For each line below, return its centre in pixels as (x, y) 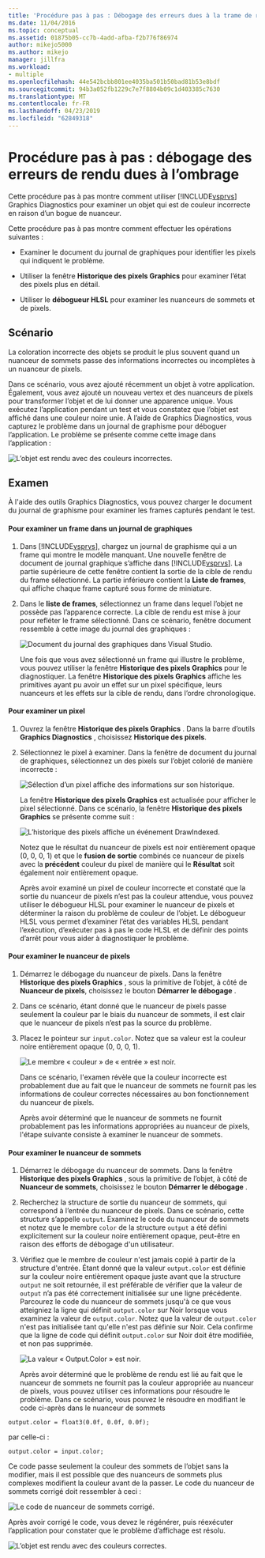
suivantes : (26, 236)
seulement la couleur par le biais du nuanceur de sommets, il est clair (132, 1015)
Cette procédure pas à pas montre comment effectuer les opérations (120, 228)
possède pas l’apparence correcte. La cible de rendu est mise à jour (130, 612)
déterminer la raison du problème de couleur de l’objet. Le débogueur (132, 913)
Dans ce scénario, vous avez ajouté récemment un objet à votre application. (131, 384)
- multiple (26, 74)
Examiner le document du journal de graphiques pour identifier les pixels (138, 252)
